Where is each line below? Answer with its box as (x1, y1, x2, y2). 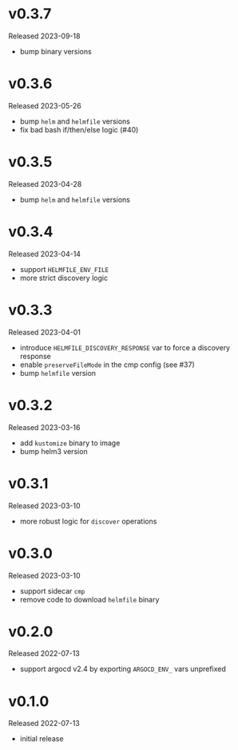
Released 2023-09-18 (8, 31, 81, 41)
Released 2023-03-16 (8, 422, 81, 432)
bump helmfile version (19, 368, 97, 377)
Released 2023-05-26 (8, 101, 81, 110)
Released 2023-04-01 (8, 327, 81, 337)
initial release (19, 734, 64, 744)
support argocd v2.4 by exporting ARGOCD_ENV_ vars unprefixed (19, 664, 226, 674)
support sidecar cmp (19, 586, 85, 595)
